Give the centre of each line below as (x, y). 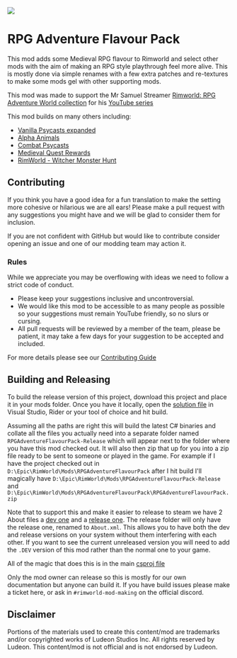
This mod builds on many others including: (69, 116)
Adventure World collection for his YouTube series (80, 102)
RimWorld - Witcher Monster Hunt (67, 160)
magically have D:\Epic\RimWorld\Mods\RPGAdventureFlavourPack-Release (114, 478)
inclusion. (21, 222)
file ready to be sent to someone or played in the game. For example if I (111, 456)
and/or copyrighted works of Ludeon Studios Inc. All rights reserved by (111, 639)
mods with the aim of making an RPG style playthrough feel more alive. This (117, 66)
